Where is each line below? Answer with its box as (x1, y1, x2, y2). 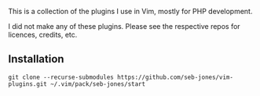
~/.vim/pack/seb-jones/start (49, 80, 146, 88)
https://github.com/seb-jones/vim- (116, 73, 234, 81)
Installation (8, 52, 64, 66)
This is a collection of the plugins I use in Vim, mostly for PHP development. (8, 7, 253, 16)
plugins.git (8, 80, 47, 88)
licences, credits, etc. (8, 30, 78, 39)
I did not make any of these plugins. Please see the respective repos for (8, 22, 241, 30)
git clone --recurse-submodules (8, 73, 114, 81)
